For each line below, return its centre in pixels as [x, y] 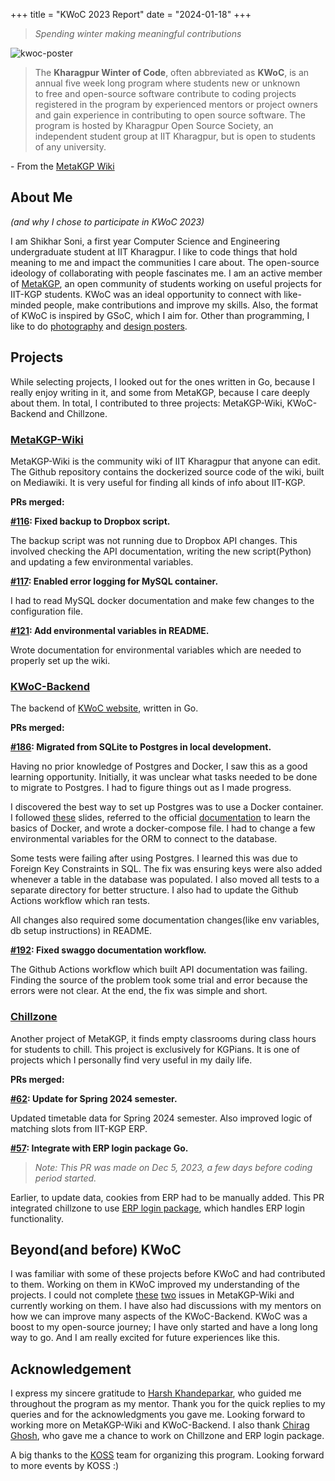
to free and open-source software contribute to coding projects [165, 93]
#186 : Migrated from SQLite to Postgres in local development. [141, 747]
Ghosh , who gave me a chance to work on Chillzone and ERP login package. [167, 1436]
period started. [65, 1178]
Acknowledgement [71, 1369]
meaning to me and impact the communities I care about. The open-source [165, 262]
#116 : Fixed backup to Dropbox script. [90, 521]
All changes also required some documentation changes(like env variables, [165, 920]
